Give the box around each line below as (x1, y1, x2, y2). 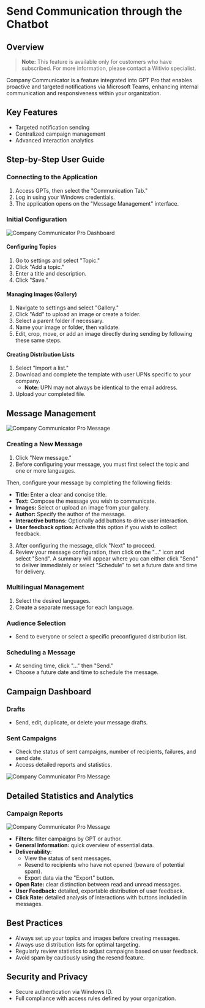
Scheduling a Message (6, 648, 76, 657)
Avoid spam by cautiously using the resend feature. (15, 953, 145, 961)
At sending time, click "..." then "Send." (15, 662, 113, 670)
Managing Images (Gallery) (6, 290, 78, 298)
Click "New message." (15, 454, 72, 461)
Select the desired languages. (15, 597, 91, 604)
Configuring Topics (6, 243, 57, 250)
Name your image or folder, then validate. (15, 324, 121, 331)
